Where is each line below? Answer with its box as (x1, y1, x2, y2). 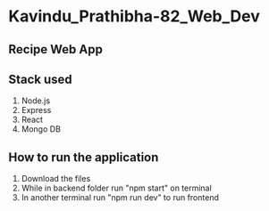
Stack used (8, 71, 72, 86)
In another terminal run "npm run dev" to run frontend (21, 192, 220, 203)
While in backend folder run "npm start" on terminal (21, 183, 212, 193)
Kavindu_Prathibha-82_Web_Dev (8, 6, 260, 27)
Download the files (21, 174, 91, 184)
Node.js (21, 95, 51, 106)
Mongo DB (21, 124, 62, 134)
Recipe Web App (8, 42, 104, 57)
